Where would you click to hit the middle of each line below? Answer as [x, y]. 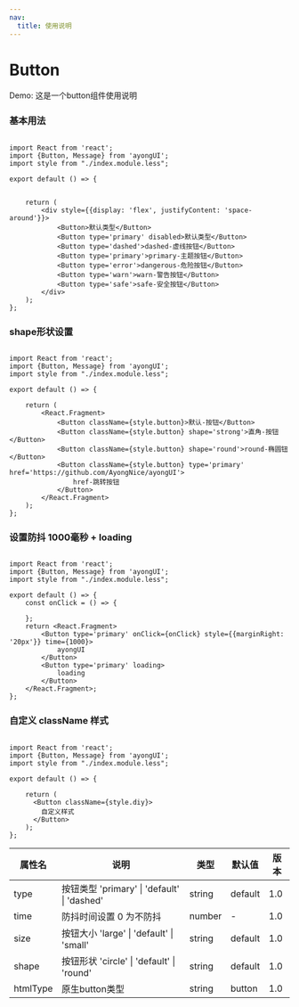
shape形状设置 [41, 332]
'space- [238, 210]
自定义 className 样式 [59, 721]
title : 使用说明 [45, 26]
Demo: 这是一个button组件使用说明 [73, 95]
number [206, 916]
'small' [75, 945]
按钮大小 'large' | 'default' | [117, 933]
